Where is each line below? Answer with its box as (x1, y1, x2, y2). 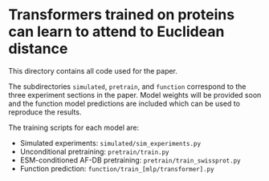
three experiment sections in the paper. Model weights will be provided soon (8, 90, 262, 99)
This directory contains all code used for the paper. (8, 66, 178, 75)
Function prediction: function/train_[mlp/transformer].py (19, 163, 214, 173)
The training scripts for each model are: (8, 123, 140, 132)
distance (8, 40, 68, 58)
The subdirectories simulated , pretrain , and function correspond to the (8, 82, 247, 91)
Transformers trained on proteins (8, 6, 235, 24)
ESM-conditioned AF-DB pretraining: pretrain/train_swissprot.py (19, 155, 241, 165)
